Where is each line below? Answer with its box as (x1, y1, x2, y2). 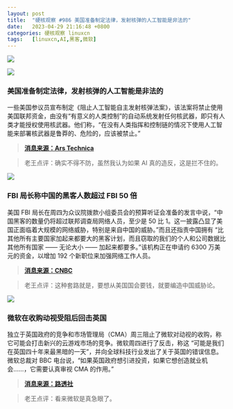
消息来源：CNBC (24, 266, 73, 274)
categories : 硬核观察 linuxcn (7, 29, 90, 37)
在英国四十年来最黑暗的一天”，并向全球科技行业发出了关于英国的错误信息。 (7, 348, 223, 356)
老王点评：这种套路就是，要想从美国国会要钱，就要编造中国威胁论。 (24, 281, 219, 289)
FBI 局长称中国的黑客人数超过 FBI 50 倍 (7, 191, 137, 201)
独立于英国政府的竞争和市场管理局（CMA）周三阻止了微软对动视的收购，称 (7, 331, 222, 339)
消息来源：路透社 (24, 380, 74, 388)
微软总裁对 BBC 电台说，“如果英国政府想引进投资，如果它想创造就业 (7, 356, 202, 365)
